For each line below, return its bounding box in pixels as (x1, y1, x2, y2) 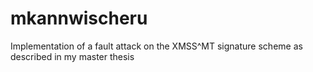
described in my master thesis (10, 50, 135, 62)
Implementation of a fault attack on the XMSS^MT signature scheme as (10, 40, 303, 52)
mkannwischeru (10, 7, 148, 30)
